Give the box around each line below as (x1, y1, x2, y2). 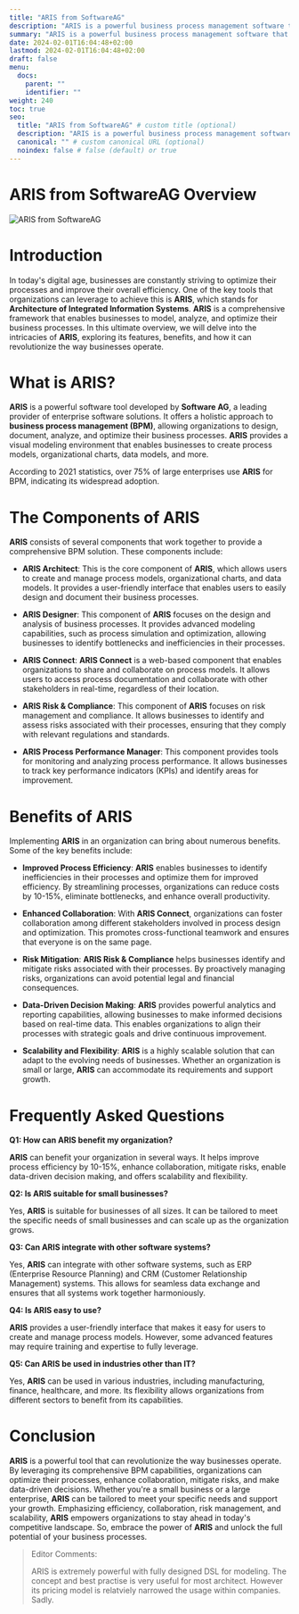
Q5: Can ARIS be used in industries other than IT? (9, 1359, 196, 1369)
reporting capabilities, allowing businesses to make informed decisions (21, 1010, 283, 1020)
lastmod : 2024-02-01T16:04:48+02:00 (9, 46, 145, 55)
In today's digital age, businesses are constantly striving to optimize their (9, 274, 278, 286)
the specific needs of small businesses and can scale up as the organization (9, 1215, 289, 1226)
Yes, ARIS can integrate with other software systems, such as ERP (9, 1260, 252, 1270)
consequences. (21, 983, 79, 994)
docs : (17, 71, 38, 80)
